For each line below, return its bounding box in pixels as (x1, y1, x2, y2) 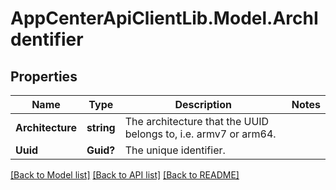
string (86, 121, 116, 134)
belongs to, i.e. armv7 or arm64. (124, 127, 277, 141)
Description (174, 98, 232, 111)
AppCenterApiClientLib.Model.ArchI (10, 7, 319, 30)
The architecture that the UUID (124, 115, 270, 128)
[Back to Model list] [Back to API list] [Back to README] (10, 169, 240, 181)
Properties (10, 68, 78, 85)
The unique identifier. (124, 143, 226, 157)
